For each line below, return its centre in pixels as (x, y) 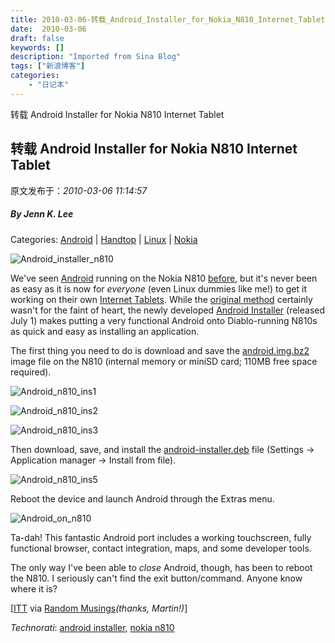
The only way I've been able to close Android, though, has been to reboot (161, 567)
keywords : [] (37, 47)
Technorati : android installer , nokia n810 (92, 627)
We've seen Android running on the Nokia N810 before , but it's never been (164, 278)
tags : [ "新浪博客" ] (48, 66)
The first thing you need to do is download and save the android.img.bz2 (160, 350)
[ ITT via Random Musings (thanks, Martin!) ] (99, 608)
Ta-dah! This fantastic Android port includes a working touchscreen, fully (161, 537)
